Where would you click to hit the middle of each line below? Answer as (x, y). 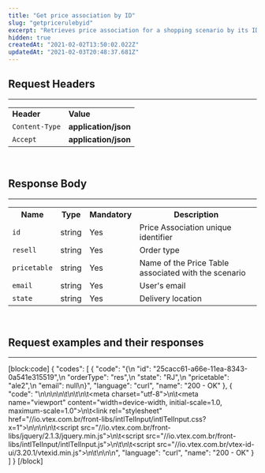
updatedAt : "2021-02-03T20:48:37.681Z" (74, 52)
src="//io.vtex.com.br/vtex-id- (205, 445)
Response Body (48, 184)
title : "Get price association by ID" (72, 15)
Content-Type (37, 126)
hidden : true (30, 38)
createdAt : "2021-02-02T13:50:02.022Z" (74, 45)
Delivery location (171, 298)
